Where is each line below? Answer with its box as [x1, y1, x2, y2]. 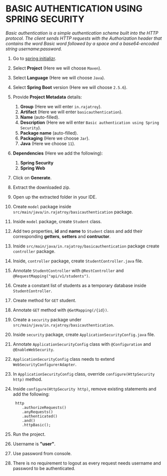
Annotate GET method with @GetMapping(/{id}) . [12, 307, 109, 313]
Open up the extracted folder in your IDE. [12, 194, 97, 200]
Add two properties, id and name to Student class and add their [12, 228, 143, 234]
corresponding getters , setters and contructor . [12, 233, 111, 239]
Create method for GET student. [12, 297, 76, 303]
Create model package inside [12, 203, 71, 209]
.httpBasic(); [22, 422, 51, 427]
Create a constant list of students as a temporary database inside [12, 282, 147, 288]
